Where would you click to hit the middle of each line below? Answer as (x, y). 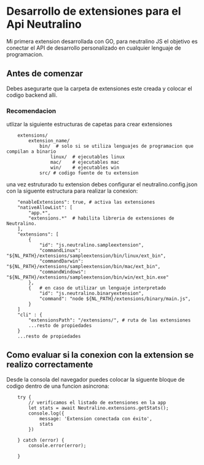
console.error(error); (57, 445)
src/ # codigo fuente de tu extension (89, 173)
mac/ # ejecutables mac (85, 163)
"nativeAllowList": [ (45, 208)
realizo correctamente (50, 365)
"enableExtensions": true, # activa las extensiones (86, 202)
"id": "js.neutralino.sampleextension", (92, 245)
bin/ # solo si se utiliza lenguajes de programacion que (116, 146)
